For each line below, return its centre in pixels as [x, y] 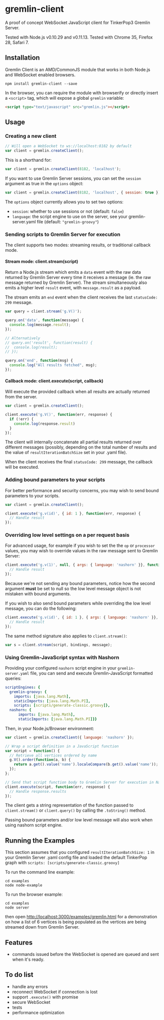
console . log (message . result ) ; [40, 325]
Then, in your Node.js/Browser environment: [50, 728]
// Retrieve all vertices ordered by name [53, 755]
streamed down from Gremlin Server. [42, 927]
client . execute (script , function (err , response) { [58, 787]
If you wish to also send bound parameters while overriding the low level [78, 603]
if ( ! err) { [22, 419]
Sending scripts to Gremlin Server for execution [63, 234]
